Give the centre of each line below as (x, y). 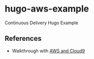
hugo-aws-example (47, 9)
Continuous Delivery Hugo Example (41, 23)
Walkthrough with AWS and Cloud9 (48, 50)
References (23, 39)
